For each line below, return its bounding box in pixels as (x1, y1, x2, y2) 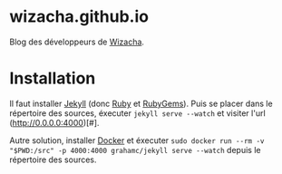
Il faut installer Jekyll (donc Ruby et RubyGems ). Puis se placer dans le (9, 98, 274, 109)
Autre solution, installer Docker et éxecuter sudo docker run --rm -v (9, 134, 265, 146)
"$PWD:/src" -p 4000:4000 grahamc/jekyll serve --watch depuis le (9, 144, 261, 155)
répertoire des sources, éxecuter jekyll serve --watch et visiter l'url (9, 107, 266, 119)
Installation (9, 68, 96, 89)
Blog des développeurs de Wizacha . (9, 36, 145, 47)
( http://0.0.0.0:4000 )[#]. (9, 117, 100, 128)
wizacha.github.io (9, 6, 150, 27)
